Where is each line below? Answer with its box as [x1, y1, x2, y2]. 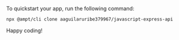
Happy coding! [6, 26, 43, 34]
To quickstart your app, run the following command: [6, 5, 135, 12]
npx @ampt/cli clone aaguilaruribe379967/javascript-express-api [6, 16, 173, 22]
